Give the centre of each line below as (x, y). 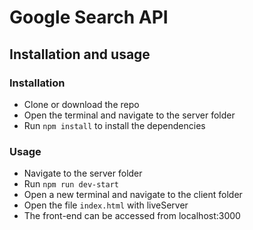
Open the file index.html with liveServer (106, 205)
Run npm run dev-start (71, 184)
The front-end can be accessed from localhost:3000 (132, 216)
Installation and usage (80, 54)
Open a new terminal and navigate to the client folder (133, 195)
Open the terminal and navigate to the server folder (129, 115)
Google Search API (89, 17)
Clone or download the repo (81, 104)
